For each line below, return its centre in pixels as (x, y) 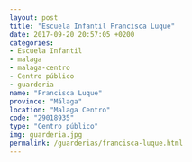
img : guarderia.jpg (46, 135)
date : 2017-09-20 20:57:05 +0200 (72, 34)
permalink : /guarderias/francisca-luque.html (96, 143)
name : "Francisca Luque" (56, 93)
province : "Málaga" (46, 101)
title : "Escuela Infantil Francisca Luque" (92, 26)
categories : (32, 43)
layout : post (34, 18)
